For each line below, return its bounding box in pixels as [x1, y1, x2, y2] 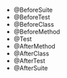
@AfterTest [13, 57, 46, 64]
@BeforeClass [13, 21, 55, 28]
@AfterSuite [13, 64, 48, 72]
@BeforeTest [13, 13, 50, 21]
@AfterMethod [13, 42, 56, 50]
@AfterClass [13, 49, 49, 57]
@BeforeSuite [13, 6, 53, 14]
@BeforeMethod [13, 27, 60, 36]
